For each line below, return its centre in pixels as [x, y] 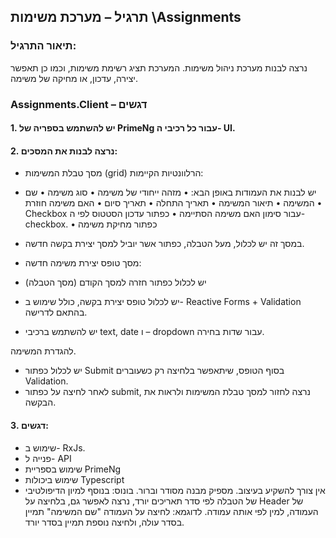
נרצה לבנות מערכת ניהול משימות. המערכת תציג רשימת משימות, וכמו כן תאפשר [159, 67]
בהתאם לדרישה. [56, 312]
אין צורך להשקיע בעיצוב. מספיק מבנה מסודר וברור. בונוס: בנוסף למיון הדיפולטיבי [175, 490]
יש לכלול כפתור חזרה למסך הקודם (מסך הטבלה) [115, 282]
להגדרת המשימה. [43, 351]
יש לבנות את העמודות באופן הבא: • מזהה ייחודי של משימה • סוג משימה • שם [170, 192]
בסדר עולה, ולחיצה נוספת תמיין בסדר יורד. [104, 522]
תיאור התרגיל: [43, 46]
